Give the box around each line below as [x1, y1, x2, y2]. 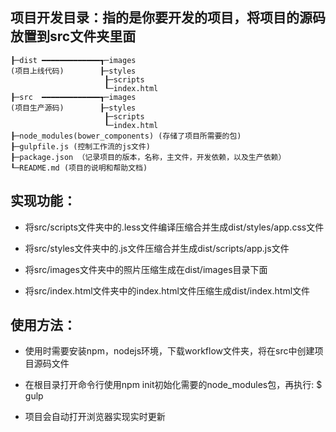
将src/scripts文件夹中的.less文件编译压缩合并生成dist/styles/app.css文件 [24, 221, 325, 233]
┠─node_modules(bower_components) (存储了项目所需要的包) [10, 131, 242, 141]
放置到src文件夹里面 [10, 28, 137, 45]
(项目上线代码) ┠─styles [10, 66, 137, 76]
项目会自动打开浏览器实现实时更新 [24, 411, 166, 423]
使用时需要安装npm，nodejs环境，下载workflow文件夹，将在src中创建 [24, 345, 315, 357]
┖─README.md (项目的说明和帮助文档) [10, 163, 148, 173]
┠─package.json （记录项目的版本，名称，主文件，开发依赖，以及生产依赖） [10, 152, 287, 162]
